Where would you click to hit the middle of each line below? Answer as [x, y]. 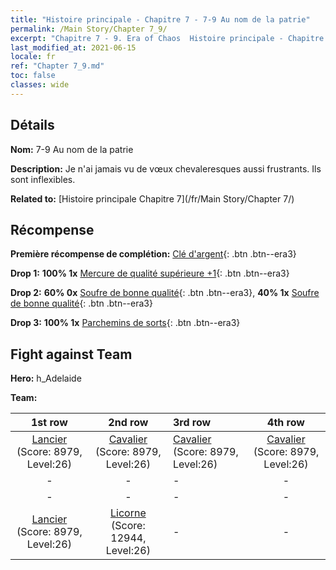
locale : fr [33, 57]
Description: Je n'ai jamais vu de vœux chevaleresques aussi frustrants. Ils [166, 168]
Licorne [128, 513]
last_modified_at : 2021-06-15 [73, 47]
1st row [49, 423]
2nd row [128, 423]
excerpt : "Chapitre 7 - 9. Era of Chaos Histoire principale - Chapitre [167, 38]
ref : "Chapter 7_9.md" [57, 66]
